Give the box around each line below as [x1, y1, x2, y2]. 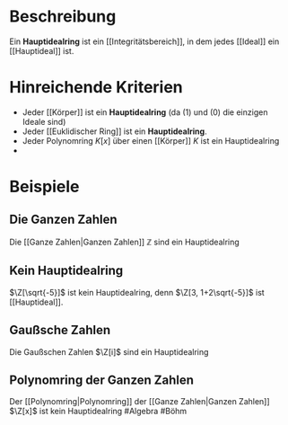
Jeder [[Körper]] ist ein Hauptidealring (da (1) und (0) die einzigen [22, 106, 268, 118]
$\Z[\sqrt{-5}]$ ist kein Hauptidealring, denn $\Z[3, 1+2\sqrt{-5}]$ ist [9, 287, 265, 297]
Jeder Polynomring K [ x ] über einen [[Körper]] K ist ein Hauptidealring [22, 135, 280, 146]
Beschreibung [9, 6, 117, 27]
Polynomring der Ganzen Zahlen [9, 372, 195, 387]
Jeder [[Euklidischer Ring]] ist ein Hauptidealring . [22, 126, 208, 137]
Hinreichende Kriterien [9, 77, 184, 98]
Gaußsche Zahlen [9, 323, 110, 338]
